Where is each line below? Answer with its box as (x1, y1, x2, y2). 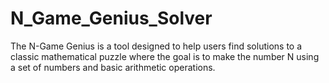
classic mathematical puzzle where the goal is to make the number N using (10, 50, 320, 62)
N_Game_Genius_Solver (10, 7, 213, 30)
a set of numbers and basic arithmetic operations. (10, 61, 216, 73)
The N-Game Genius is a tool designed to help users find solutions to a (10, 40, 303, 52)
